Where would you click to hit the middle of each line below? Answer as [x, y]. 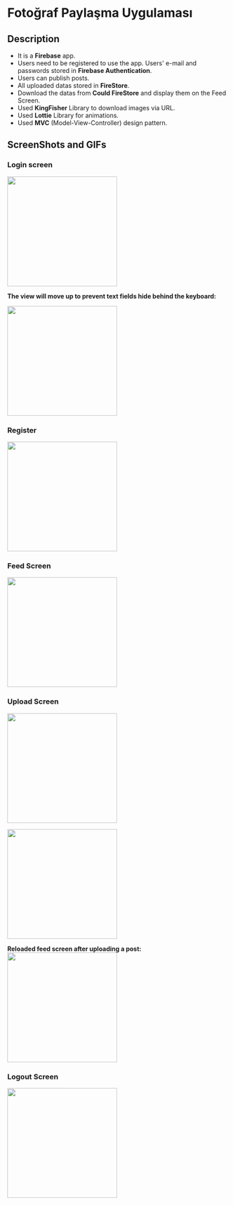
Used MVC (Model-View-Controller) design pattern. [92, 123]
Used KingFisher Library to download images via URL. [96, 108]
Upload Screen [33, 702]
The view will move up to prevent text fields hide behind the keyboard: [112, 296]
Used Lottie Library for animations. [68, 115]
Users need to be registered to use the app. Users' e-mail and [107, 63]
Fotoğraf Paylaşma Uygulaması [100, 13]
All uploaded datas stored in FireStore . [73, 85]
